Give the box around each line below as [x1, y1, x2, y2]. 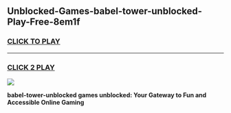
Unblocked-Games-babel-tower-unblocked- [7, 5, 203, 17]
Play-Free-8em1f [7, 16, 80, 28]
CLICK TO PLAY [7, 37, 60, 47]
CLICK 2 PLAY [7, 62, 55, 72]
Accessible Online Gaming [7, 98, 85, 106]
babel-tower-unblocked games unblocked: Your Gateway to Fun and [7, 90, 207, 99]
